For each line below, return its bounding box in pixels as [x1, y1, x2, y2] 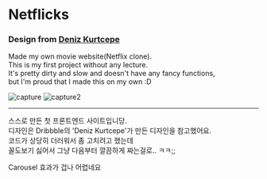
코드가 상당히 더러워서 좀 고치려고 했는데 [8, 136, 133, 146]
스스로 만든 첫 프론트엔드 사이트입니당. [8, 116, 127, 126]
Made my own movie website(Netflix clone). [8, 51, 153, 61]
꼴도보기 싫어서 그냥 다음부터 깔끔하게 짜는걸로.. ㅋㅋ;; [8, 146, 176, 155]
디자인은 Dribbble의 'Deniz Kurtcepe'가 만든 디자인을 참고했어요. [8, 126, 212, 135]
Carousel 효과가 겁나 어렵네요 [8, 162, 102, 172]
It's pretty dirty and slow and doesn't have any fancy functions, [8, 69, 216, 78]
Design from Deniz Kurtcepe [8, 34, 121, 45]
